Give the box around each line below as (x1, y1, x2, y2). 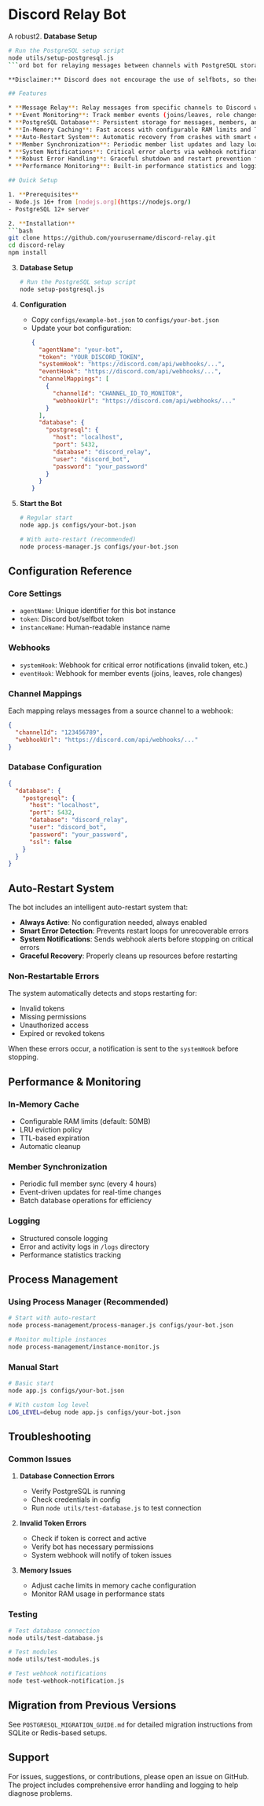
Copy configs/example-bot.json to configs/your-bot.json (31, 314, 220, 324)
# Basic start (8, 1379, 55, 1388)
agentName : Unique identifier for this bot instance (19, 606, 176, 615)
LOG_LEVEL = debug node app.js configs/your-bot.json (8, 1408, 181, 1416)
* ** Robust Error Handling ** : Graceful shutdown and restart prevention (8, 155, 251, 163)
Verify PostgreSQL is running (31, 1487, 126, 1496)
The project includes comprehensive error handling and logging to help (8, 1780, 239, 1789)
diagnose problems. (8, 1788, 73, 1797)
